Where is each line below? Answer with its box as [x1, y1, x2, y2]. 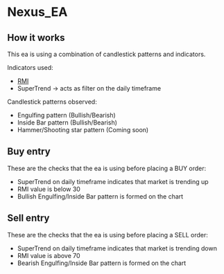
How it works [7, 32, 65, 44]
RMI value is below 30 [17, 185, 81, 193]
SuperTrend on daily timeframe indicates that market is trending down [17, 244, 217, 253]
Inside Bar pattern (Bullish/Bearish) [17, 118, 118, 127]
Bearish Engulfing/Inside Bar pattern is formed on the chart [17, 259, 187, 267]
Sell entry [7, 212, 50, 224]
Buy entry [7, 146, 51, 158]
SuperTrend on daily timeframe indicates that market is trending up [17, 177, 209, 185]
